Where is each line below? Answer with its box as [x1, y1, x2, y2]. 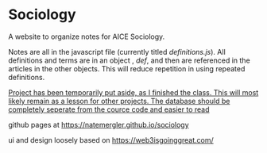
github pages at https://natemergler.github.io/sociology [8, 120, 189, 129]
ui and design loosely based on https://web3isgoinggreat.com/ [8, 135, 215, 144]
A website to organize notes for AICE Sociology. [8, 32, 165, 41]
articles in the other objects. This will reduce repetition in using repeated [8, 63, 246, 73]
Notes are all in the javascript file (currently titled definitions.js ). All [8, 47, 226, 56]
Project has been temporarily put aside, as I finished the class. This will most [8, 87, 259, 97]
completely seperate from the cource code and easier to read [8, 105, 210, 114]
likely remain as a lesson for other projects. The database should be [8, 96, 230, 105]
